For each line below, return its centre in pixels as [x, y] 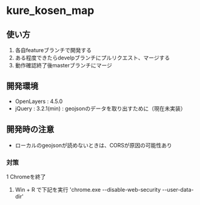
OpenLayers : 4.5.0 [39, 101]
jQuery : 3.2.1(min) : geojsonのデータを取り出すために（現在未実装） [100, 108]
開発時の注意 [30, 129]
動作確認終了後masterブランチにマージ [63, 65]
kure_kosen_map [50, 11]
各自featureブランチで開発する [53, 50]
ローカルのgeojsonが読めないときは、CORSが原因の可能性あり [94, 145]
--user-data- [178, 189]
